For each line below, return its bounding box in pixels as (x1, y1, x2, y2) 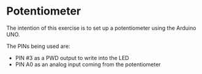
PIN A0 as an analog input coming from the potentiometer (15, 61, 161, 68)
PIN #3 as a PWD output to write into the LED (15, 54, 130, 61)
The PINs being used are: (6, 42, 70, 50)
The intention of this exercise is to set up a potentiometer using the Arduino (6, 24, 196, 32)
